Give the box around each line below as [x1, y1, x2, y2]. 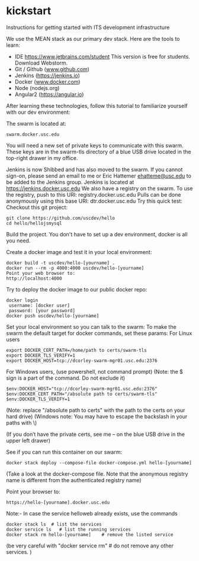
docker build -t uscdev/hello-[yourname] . [6, 259, 115, 266]
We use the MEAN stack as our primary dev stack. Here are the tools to [6, 35, 180, 42]
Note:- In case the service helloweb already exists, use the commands [6, 509, 178, 517]
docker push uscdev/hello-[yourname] [6, 313, 99, 319]
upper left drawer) [6, 437, 51, 444]
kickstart [6, 4, 52, 18]
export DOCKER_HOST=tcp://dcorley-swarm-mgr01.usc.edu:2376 [6, 357, 158, 364]
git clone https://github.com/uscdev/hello [6, 215, 115, 221]
